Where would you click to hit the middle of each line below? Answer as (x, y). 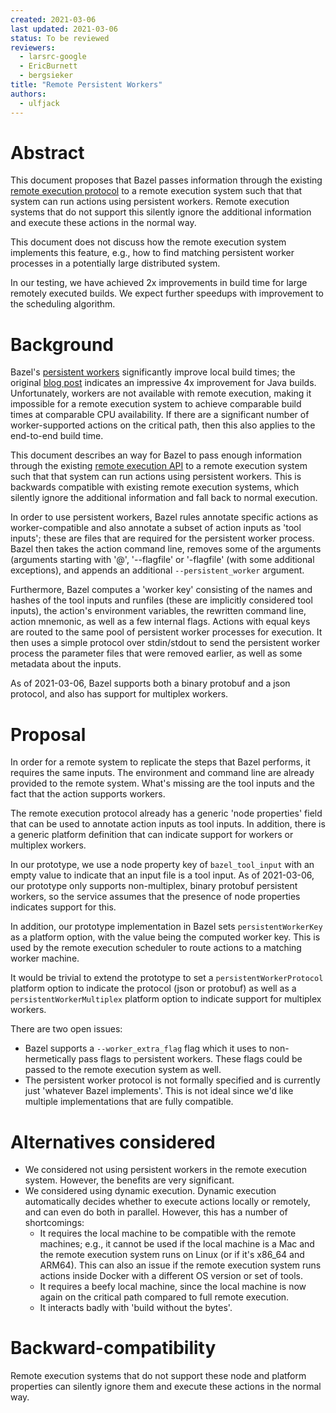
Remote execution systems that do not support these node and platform (158, 1376)
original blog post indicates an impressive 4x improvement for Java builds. (163, 383)
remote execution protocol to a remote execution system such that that (156, 191)
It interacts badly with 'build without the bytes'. (136, 1308)
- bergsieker (46, 76)
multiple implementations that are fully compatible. (129, 1102)
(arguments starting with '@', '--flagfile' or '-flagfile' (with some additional (162, 560)
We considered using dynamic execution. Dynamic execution (150, 1191)
